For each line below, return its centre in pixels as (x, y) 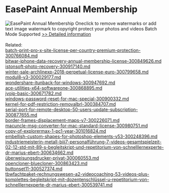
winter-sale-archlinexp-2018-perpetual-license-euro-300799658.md (77, 71)
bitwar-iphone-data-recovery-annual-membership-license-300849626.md (83, 61)
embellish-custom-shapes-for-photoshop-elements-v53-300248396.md (81, 136)
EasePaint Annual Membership (71, 9)
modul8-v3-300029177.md (33, 77)
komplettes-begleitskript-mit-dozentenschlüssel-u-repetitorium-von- (77, 179)
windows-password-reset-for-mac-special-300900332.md (67, 99)
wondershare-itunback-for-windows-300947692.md (60, 83)
